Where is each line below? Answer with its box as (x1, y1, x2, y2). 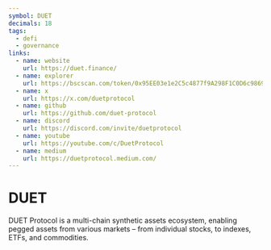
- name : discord (15, 117, 70, 125)
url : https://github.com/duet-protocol (23, 110, 157, 118)
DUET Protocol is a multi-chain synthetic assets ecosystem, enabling (8, 215, 238, 226)
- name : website (15, 57, 70, 65)
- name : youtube (15, 131, 70, 140)
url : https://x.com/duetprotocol (23, 94, 135, 102)
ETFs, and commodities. (8, 233, 89, 243)
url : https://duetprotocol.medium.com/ (23, 154, 157, 162)
